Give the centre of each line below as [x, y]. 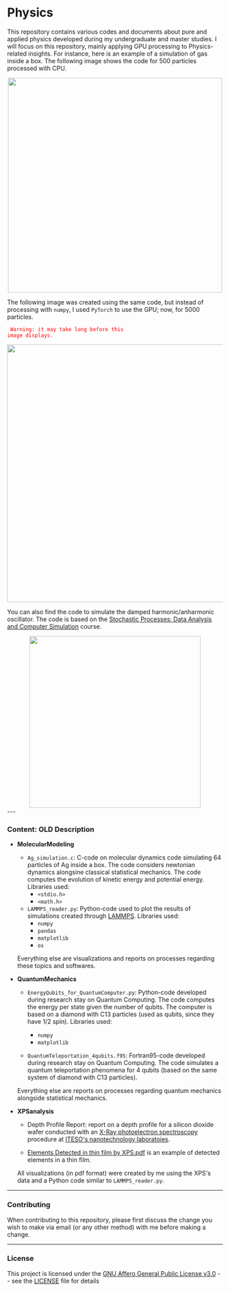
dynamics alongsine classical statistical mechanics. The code [114, 872]
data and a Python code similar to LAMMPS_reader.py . [90, 1180]
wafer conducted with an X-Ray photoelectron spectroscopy [113, 1132]
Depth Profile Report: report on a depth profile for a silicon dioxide [120, 1125]
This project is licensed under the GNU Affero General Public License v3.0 [112, 1273]
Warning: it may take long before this [67, 329]
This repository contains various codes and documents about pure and [107, 32]
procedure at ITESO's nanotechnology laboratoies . [99, 1139]
